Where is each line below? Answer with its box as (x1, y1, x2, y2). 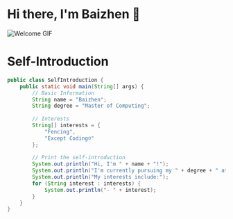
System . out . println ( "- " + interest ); (44, 186, 157, 193)
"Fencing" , (44, 128, 76, 135)
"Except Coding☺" (44, 135, 95, 142)
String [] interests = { (32, 122, 101, 129)
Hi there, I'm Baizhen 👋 (7, 6, 141, 22)
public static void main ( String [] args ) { (19, 83, 144, 90)
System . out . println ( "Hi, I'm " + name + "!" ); (32, 161, 169, 168)
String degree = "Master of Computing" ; (32, 102, 150, 110)
